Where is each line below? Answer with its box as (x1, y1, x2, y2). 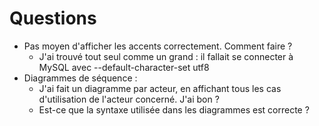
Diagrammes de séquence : (23, 72, 138, 84)
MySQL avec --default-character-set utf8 (38, 61, 210, 73)
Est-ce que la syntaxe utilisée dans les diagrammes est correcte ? (38, 103, 310, 116)
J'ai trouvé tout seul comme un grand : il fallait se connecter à (38, 50, 294, 62)
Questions (9, 7, 97, 30)
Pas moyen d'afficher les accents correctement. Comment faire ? (23, 40, 293, 52)
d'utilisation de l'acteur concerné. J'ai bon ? (38, 93, 220, 105)
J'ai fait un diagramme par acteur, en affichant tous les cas (38, 82, 282, 94)
